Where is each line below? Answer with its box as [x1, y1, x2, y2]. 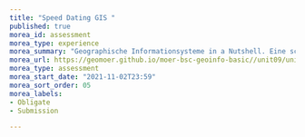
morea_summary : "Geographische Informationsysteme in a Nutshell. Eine [9, 47, 286, 56]
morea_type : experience [9, 38, 100, 48]
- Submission [9, 106, 59, 115]
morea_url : [9, 55, 51, 64]
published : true [9, 22, 71, 31]
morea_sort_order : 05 [9, 81, 92, 90]
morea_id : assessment [9, 30, 92, 39]
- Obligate [9, 97, 51, 107]
